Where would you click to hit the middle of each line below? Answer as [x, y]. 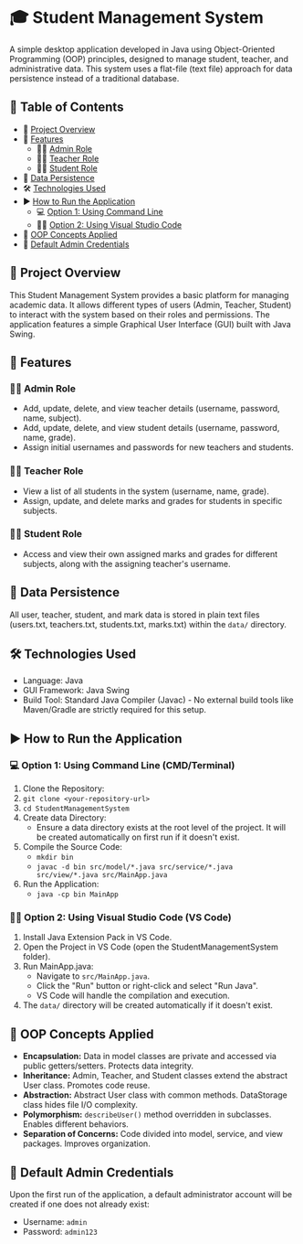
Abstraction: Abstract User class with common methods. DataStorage [155, 1095]
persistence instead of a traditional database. [94, 78]
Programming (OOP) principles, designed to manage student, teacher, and [149, 59]
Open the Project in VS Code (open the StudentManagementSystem [150, 947]
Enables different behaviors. [76, 1124]
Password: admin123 [60, 1232]
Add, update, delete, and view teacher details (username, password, [151, 409]
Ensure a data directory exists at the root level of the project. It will [161, 828]
